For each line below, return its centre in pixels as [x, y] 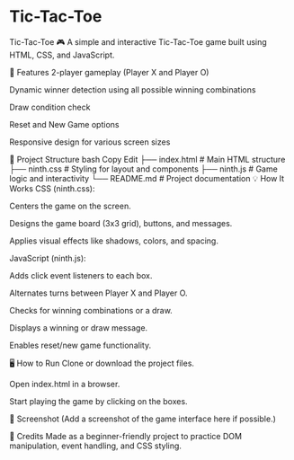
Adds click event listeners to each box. [81, 275]
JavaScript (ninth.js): [48, 258]
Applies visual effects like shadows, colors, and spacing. [114, 241]
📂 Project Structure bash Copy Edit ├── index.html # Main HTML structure [147, 159]
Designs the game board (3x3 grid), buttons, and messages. [121, 223]
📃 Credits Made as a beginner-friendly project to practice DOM [126, 436]
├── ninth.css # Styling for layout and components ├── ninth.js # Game [144, 169]
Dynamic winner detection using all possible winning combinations [133, 89]
